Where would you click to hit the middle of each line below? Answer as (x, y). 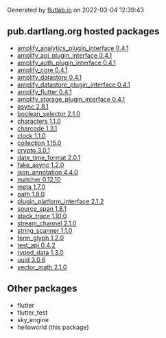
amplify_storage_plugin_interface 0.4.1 (71, 99)
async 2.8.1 (33, 106)
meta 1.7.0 (31, 187)
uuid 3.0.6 (31, 260)
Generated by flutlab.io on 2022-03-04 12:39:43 (75, 10)
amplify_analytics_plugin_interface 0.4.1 (73, 48)
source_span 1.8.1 (41, 208)
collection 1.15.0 (39, 143)
